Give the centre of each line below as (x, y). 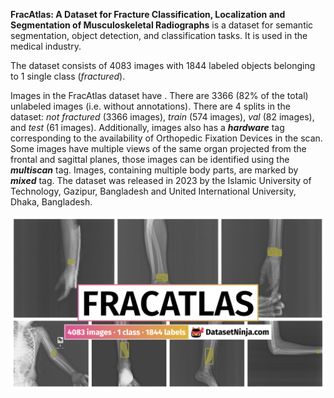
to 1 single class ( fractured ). (68, 76)
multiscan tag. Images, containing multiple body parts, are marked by (154, 170)
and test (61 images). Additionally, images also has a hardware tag (147, 127)
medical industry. (46, 46)
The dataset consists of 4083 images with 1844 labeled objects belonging (163, 65)
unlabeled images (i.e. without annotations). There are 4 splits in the (150, 106)
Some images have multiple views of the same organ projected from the (158, 148)
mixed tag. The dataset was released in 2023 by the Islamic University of (161, 180)
